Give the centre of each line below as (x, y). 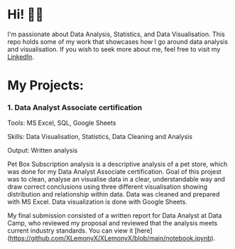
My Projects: (45, 85)
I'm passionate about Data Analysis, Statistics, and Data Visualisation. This (116, 34)
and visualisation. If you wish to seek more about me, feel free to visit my (114, 49)
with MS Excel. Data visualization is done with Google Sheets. (98, 202)
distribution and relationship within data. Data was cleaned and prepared (114, 194)
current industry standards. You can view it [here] (80, 231)
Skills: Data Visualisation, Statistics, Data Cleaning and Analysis (100, 137)
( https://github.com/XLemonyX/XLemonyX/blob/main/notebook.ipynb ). (111, 238)
